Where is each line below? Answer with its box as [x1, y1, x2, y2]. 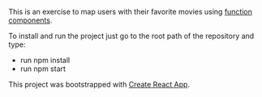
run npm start [19, 64, 67, 74]
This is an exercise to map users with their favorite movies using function [8, 7, 253, 16]
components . [8, 15, 53, 25]
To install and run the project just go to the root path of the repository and [8, 32, 255, 40]
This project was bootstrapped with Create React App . [8, 80, 191, 89]
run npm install [19, 56, 71, 65]
